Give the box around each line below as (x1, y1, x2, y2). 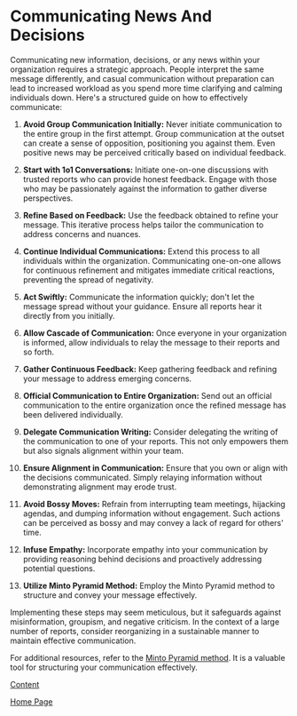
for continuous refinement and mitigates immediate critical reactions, (22, 265, 276, 275)
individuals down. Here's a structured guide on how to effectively (10, 91, 248, 103)
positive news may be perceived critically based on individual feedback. (22, 147, 286, 157)
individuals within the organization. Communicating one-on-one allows (22, 255, 282, 266)
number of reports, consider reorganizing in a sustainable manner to (10, 625, 260, 636)
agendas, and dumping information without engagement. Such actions (22, 508, 281, 519)
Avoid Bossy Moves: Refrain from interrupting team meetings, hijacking (22, 498, 286, 509)
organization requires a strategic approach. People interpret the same (10, 64, 264, 75)
